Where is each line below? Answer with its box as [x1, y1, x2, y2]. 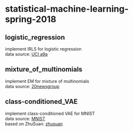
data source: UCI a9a [5, 51, 48, 57]
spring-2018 [5, 14, 56, 25]
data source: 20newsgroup [5, 83, 60, 89]
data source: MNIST [5, 115, 45, 121]
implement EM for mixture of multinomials [5, 78, 89, 84]
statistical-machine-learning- [5, 3, 129, 15]
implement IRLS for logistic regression [5, 46, 82, 52]
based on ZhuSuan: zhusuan [5, 121, 63, 127]
